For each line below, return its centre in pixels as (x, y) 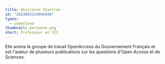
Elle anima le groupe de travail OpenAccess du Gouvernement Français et (80, 47)
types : (12, 19)
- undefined (22, 23)
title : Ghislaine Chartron (33, 10)
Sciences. (15, 57)
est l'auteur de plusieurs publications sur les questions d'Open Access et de (83, 52)
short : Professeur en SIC (32, 32)
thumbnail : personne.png (31, 28)
